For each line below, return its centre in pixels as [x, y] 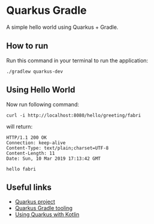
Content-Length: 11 [31, 153]
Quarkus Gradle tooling [44, 208]
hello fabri [21, 169]
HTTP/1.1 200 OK [26, 138]
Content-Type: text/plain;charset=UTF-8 [58, 148]
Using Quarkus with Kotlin [47, 214]
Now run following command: [43, 104]
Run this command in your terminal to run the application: [77, 60]
